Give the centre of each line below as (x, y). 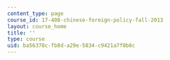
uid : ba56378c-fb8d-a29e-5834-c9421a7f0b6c (71, 46)
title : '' (22, 33)
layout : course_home (37, 26)
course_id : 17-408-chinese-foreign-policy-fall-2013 (85, 20)
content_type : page (36, 13)
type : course (26, 39)
